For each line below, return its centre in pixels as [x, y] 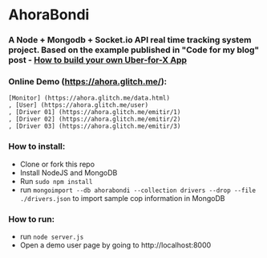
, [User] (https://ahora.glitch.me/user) [79, 105]
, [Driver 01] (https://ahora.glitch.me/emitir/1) [95, 113]
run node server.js [52, 236]
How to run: [32, 219]
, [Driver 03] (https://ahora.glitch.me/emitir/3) [95, 126]
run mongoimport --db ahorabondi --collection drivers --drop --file [138, 190]
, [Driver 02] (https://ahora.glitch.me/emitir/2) [95, 119]
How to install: [37, 146]
